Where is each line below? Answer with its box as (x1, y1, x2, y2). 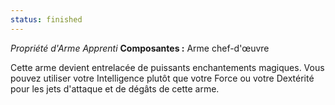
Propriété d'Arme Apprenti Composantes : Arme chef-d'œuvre (10, 42, 270, 54)
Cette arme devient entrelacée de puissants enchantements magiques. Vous (10, 61, 325, 73)
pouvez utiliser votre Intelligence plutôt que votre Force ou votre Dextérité (10, 72, 315, 84)
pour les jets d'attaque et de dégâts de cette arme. (10, 82, 220, 95)
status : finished (10, 14, 83, 25)
